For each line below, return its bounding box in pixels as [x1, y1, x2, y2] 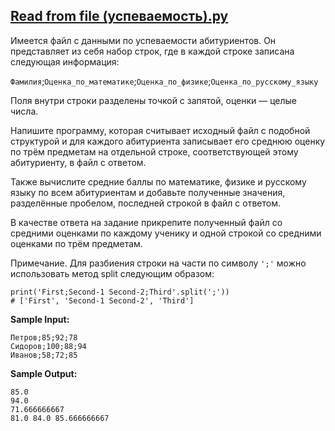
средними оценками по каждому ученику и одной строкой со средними [10, 227, 322, 239]
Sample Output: [10, 367, 78, 379]
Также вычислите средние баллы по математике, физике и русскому [10, 175, 307, 188]
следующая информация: [10, 55, 120, 68]
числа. [10, 105, 39, 117]
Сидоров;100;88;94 [10, 341, 87, 351]
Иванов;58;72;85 [10, 350, 78, 360]
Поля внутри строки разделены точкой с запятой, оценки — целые [10, 94, 298, 106]
